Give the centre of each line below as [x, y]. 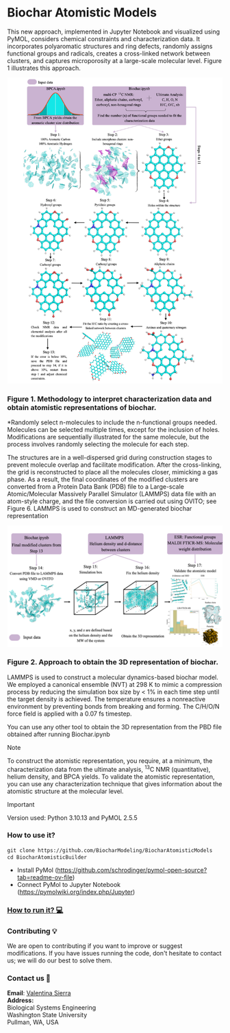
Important [21, 804]
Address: [21, 1000]
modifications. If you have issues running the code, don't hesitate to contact [114, 953]
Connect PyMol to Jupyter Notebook [69, 884]
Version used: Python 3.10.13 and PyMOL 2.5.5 [73, 818]
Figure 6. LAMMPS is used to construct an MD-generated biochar [100, 509]
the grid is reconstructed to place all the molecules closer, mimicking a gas [113, 472]
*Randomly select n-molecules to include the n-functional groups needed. [112, 422]
